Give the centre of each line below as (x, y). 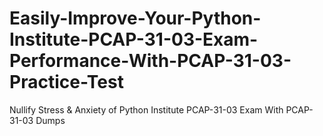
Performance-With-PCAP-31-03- (150, 61)
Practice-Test (66, 82)
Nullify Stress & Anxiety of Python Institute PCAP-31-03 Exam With (146, 109)
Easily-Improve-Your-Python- (135, 18)
